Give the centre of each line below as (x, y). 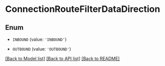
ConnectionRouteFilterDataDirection (83, 9)
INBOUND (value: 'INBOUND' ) (39, 39)
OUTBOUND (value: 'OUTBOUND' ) (42, 49)
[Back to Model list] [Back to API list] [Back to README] (62, 59)
